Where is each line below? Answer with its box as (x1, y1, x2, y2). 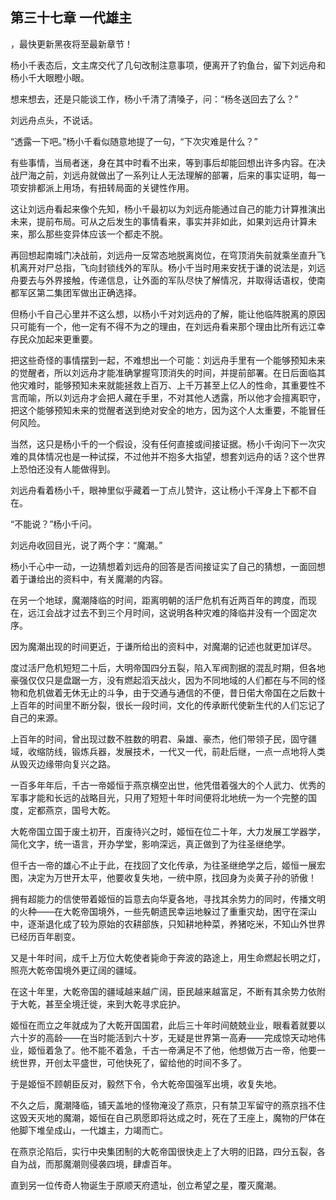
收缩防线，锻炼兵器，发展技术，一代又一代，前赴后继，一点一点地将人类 (27, 745, 326, 757)
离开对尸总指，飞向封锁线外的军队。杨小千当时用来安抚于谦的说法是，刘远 (18, 261, 326, 273)
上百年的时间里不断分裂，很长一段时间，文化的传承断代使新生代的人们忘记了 (10, 699, 326, 711)
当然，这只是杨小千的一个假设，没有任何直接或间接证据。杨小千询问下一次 (10, 438, 317, 450)
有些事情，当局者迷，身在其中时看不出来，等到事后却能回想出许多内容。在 (10, 156, 317, 168)
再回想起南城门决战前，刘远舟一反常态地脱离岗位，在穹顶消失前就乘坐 (10, 249, 300, 261)
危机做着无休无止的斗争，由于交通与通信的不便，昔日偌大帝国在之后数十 (27, 686, 326, 698)
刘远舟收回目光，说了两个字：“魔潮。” (10, 539, 163, 551)
